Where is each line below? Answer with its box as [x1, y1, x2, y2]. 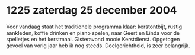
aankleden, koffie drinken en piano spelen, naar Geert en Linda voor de [6, 29, 180, 36]
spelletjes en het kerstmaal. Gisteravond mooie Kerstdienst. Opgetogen [6, 35, 180, 43]
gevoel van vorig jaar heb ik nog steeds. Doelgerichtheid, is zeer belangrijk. [6, 42, 191, 49]
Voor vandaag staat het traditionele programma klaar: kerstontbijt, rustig [6, 23, 183, 30]
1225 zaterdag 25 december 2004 [6, 4, 177, 17]
